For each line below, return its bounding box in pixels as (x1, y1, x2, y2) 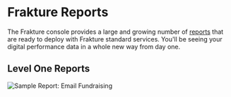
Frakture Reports (7, 4, 109, 20)
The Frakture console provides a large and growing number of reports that (7, 27, 224, 36)
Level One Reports (7, 63, 90, 75)
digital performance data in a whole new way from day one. (7, 42, 181, 51)
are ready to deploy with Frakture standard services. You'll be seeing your (7, 34, 223, 43)
